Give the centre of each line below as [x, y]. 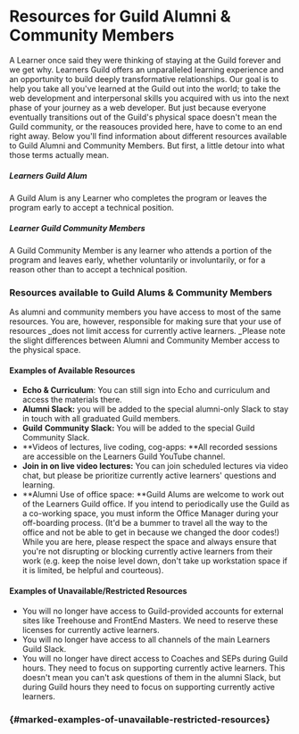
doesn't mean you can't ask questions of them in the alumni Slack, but [151, 677]
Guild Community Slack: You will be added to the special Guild [138, 428]
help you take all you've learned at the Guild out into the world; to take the [145, 88]
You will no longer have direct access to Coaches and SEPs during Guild [155, 658]
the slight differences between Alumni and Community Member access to [145, 340]
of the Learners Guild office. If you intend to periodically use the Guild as [156, 504]
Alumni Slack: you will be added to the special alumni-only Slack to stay [155, 409]
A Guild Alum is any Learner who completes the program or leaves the [138, 197]
